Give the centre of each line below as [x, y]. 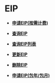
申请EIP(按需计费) [30, 23]
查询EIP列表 [24, 44]
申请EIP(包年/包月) [31, 75]
